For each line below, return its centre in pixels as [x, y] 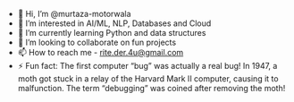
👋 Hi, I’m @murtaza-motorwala [74, 14]
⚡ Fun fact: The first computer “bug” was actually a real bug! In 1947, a [147, 66]
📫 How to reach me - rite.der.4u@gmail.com [101, 52]
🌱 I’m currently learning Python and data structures [112, 33]
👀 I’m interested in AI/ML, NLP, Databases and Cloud [114, 23]
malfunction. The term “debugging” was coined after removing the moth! [151, 88]
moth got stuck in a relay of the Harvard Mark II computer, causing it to [148, 79]
